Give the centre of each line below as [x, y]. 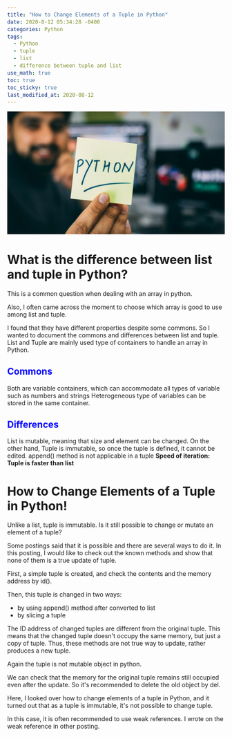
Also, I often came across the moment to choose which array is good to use [115, 307]
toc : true [21, 80]
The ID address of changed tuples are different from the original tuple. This [114, 628]
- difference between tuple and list [68, 66]
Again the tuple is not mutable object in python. [75, 664]
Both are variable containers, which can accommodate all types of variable [114, 388]
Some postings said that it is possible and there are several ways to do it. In [114, 545]
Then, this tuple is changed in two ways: [65, 595]
